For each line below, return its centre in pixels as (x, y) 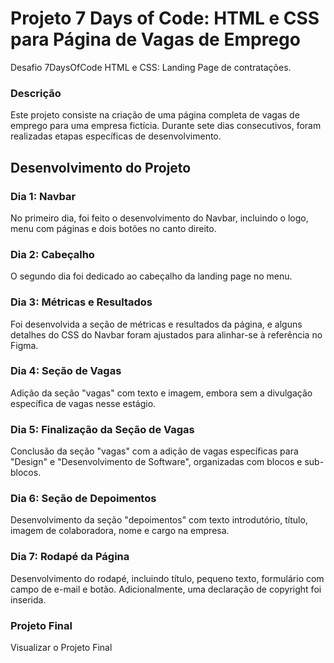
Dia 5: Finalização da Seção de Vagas (102, 429)
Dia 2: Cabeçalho (52, 254)
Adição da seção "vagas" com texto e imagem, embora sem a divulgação (161, 393)
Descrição (36, 93)
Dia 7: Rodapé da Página (70, 557)
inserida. (28, 599)
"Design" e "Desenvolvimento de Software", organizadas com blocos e (156, 462)
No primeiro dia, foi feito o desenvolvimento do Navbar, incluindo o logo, (159, 218)
